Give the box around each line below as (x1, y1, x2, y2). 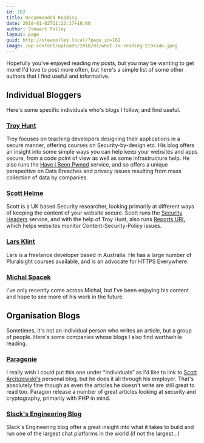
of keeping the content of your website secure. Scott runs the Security (6, 209, 183, 216)
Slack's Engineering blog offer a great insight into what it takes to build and (6, 424, 194, 431)
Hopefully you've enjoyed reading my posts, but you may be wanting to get (6, 59, 194, 67)
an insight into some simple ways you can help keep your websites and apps (6, 148, 199, 155)
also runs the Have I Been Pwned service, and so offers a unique (6, 160, 168, 168)
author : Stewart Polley (6, 26, 67, 32)
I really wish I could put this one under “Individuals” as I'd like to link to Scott (6, 368, 197, 376)
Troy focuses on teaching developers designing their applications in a (6, 135, 180, 142)
